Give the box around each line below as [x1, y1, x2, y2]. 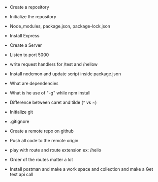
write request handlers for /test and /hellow [9, 61, 98, 67]
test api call [9, 172, 33, 177]
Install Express [9, 33, 40, 38]
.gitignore [9, 119, 30, 124]
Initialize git [9, 109, 33, 115]
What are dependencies [9, 81, 59, 86]
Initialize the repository [9, 14, 57, 19]
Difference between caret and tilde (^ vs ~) [9, 99, 97, 105]
